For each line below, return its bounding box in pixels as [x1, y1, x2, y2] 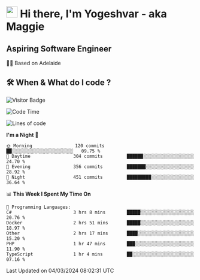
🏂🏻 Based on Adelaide [6, 60, 61, 66]
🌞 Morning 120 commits [6, 142, 105, 149]
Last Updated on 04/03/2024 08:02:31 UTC [6, 267, 114, 274]
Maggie [6, 20, 45, 34]
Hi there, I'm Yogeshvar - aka [20, 7, 168, 21]
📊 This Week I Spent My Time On [6, 190, 91, 197]
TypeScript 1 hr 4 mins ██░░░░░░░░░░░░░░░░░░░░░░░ [6, 251, 195, 257]
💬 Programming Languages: [6, 204, 71, 210]
